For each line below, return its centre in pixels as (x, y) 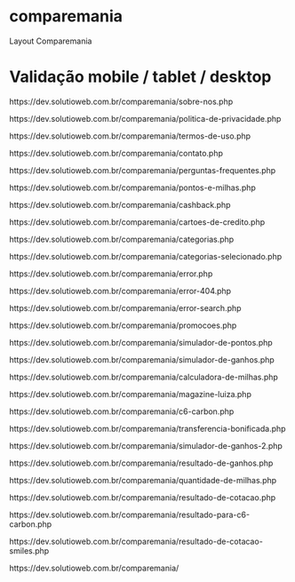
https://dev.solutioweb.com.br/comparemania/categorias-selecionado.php (146, 256)
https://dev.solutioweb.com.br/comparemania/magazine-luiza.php (130, 394)
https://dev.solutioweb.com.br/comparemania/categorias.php (122, 239)
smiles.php (29, 550)
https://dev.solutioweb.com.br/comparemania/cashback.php (120, 204)
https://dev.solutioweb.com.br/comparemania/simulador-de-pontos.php (141, 342)
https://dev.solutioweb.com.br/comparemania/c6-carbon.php (122, 411)
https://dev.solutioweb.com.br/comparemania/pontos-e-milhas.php (132, 187)
